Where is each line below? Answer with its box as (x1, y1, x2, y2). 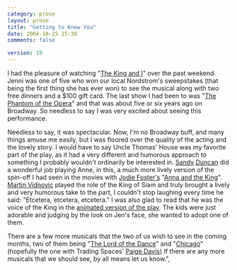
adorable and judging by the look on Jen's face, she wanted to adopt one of (7, 210, 229, 219)
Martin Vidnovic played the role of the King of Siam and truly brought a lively (7, 181, 230, 189)
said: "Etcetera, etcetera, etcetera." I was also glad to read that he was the (7, 196, 224, 204)
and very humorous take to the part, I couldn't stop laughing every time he (7, 189, 224, 196)
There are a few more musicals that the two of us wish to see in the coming (7, 232, 227, 240)
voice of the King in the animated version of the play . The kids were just (7, 203, 216, 211)
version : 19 (7, 50, 42, 57)
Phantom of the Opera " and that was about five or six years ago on (7, 99, 203, 107)
